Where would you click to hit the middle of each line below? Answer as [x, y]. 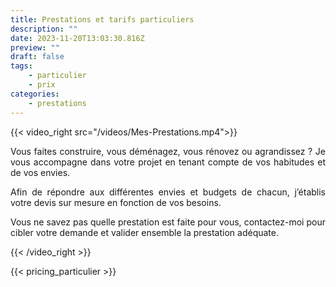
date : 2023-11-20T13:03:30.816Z [77, 38]
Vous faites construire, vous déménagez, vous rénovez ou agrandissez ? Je [168, 151]
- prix [42, 85]
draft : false [37, 57]
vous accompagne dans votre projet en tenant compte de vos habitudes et [168, 162]
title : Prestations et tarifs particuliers [102, 19]
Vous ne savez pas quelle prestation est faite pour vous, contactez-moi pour [168, 222]
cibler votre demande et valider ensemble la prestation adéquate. [144, 232]
